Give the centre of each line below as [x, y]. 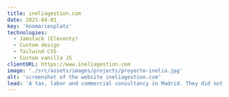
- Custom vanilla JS [43, 58]
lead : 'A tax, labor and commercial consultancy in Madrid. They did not [115, 83]
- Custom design [36, 45]
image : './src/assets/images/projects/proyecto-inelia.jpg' [95, 70]
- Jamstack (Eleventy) [46, 39]
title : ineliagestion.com [44, 13]
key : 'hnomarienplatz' [40, 26]
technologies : [28, 32]
